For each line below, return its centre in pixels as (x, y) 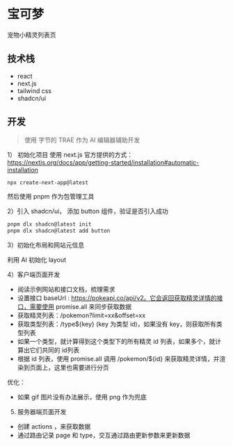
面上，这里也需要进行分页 (72, 367)
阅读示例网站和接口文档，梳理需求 (66, 290)
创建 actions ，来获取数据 (54, 427)
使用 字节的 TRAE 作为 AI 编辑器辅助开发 (82, 140)
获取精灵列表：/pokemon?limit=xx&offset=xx (81, 315)
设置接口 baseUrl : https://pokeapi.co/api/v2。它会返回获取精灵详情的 (117, 298)
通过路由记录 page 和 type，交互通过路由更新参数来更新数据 (104, 436)
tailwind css (34, 90)
